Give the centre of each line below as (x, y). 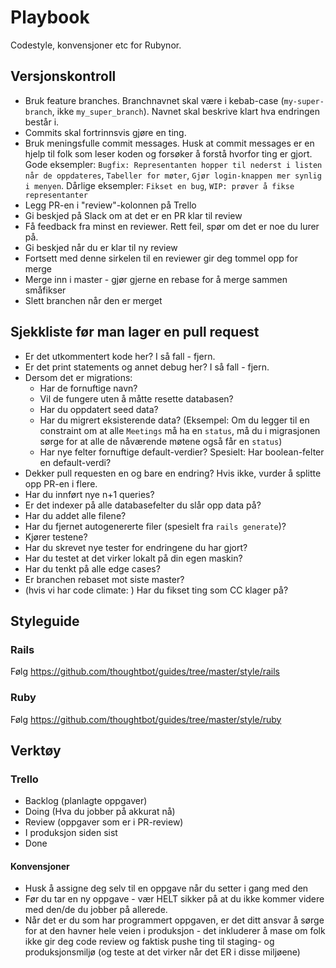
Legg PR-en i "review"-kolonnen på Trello (110, 205)
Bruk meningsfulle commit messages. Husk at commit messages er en (169, 143)
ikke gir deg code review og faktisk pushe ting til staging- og (149, 942)
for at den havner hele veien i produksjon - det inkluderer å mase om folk (175, 931)
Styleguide (45, 621)
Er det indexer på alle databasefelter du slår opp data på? (143, 505)
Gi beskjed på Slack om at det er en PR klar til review (133, 215)
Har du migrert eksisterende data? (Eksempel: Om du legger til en (174, 420)
